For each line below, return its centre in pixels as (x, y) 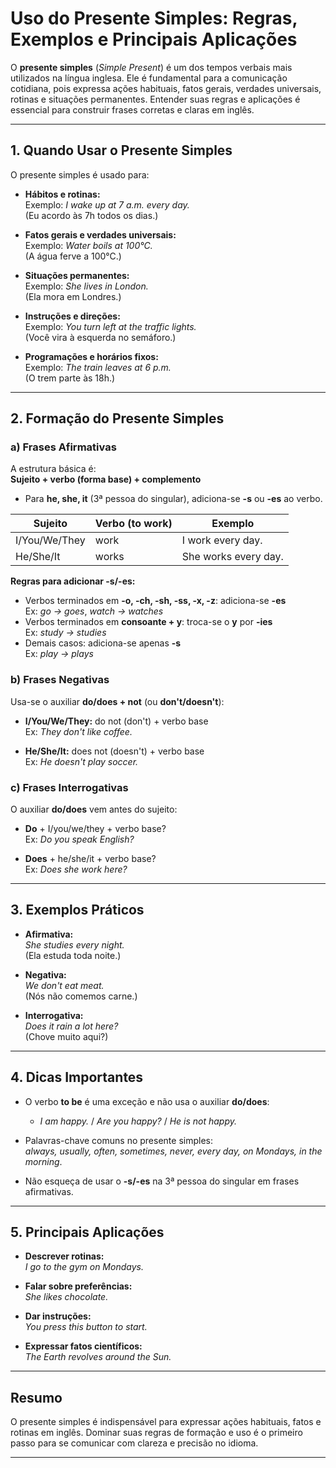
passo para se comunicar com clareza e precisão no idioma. (134, 1443)
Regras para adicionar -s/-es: (73, 581)
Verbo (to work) (133, 524)
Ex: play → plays (59, 654)
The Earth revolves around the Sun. (98, 1357)
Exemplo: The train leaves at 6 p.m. (98, 367)
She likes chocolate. (66, 1297)
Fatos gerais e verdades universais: (100, 234)
